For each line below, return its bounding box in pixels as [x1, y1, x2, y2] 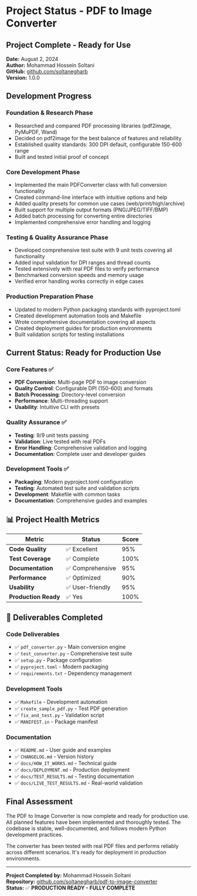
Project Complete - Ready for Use [6, 40, 131, 50]
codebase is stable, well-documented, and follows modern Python [6, 824, 167, 831]
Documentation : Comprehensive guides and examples [14, 497, 148, 504]
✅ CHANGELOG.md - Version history [14, 753, 94, 760]
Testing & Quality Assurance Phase [6, 233, 108, 241]
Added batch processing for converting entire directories [14, 212, 152, 219]
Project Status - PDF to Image [6, 4, 152, 18]
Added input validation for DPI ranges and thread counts [14, 259, 151, 266]
